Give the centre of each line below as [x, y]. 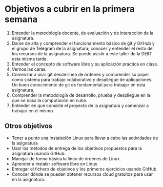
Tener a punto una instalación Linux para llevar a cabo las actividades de [85, 138]
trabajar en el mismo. [33, 110]
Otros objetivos [29, 126]
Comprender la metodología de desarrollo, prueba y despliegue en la [81, 95]
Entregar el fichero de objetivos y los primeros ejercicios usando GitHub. [85, 169]
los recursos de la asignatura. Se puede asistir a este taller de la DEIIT [82, 53]
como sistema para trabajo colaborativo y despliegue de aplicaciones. [82, 80]
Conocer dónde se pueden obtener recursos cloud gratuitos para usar [82, 174]
